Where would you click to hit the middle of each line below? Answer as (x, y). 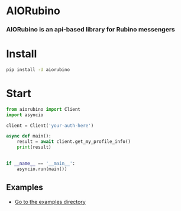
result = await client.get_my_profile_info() (74, 142)
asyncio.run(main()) (42, 169)
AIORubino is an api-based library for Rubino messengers (91, 30)
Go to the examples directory (50, 202)
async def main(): (29, 136)
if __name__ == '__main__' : (41, 163)
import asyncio (25, 115)
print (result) (34, 147)
